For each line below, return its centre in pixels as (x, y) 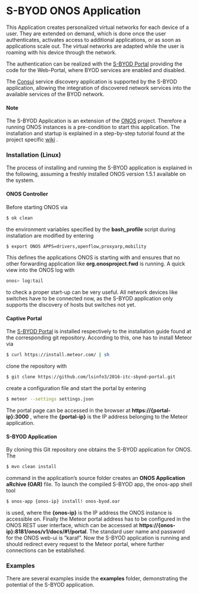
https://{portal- (152, 410)
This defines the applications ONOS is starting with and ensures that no (93, 258)
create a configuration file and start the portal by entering (76, 388)
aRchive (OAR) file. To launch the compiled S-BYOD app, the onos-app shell (99, 484)
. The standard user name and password (136, 532)
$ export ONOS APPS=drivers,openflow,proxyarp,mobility (76, 246)
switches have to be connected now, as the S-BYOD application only (90, 298)
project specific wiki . (32, 139)
